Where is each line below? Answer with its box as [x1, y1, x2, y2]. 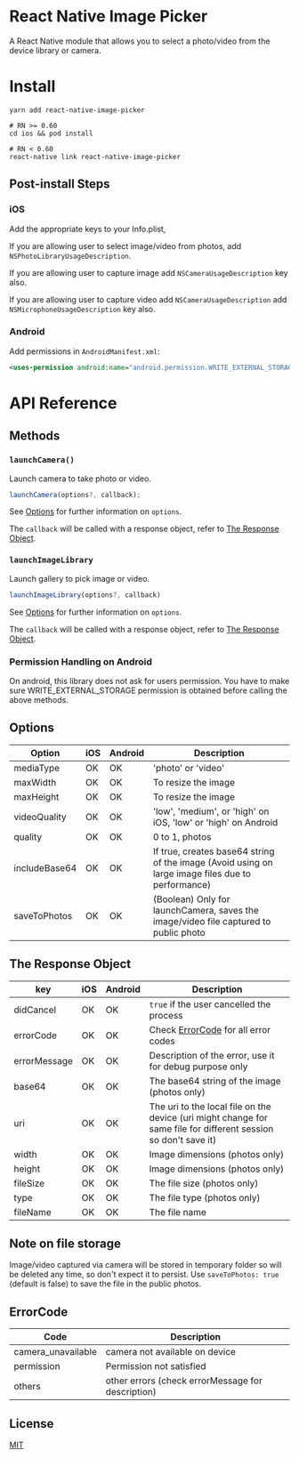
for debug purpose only [149, 1060, 248, 1073]
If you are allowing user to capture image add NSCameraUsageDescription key [9, 267, 288, 278]
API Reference [9, 393, 117, 413]
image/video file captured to [152, 914, 271, 927]
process [149, 1009, 184, 1021]
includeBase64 [13, 861, 77, 874]
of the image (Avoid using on [152, 856, 273, 868]
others [13, 1381, 42, 1393]
